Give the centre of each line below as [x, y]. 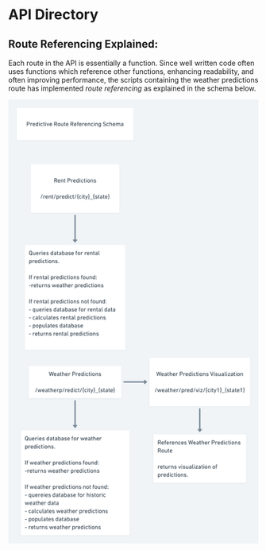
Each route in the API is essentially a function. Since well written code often [131, 63]
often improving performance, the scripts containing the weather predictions [133, 80]
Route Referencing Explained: [83, 44]
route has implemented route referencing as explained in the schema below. [132, 88]
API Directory [54, 15]
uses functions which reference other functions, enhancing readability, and [131, 72]
